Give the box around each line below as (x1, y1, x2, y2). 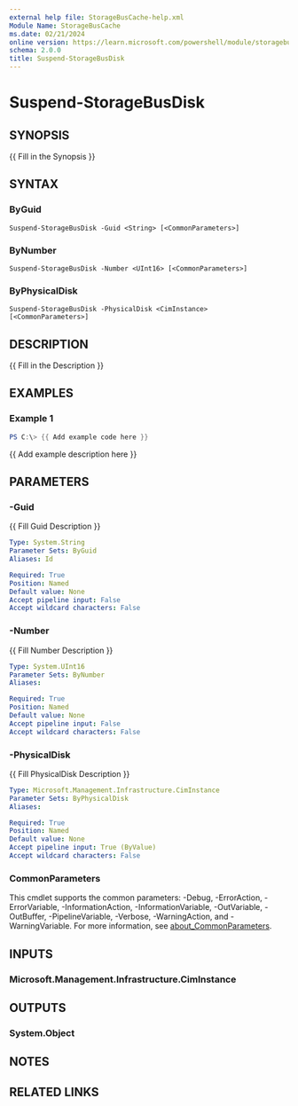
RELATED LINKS (9, 1084, 99, 1100)
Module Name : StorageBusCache (9, 21, 122, 30)
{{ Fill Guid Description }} (9, 521, 101, 532)
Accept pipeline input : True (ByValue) (9, 843, 157, 852)
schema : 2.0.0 (9, 46, 62, 55)
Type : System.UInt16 (9, 662, 86, 671)
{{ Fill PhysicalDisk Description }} (9, 768, 130, 779)
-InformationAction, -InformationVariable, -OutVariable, (61, 902, 263, 913)
